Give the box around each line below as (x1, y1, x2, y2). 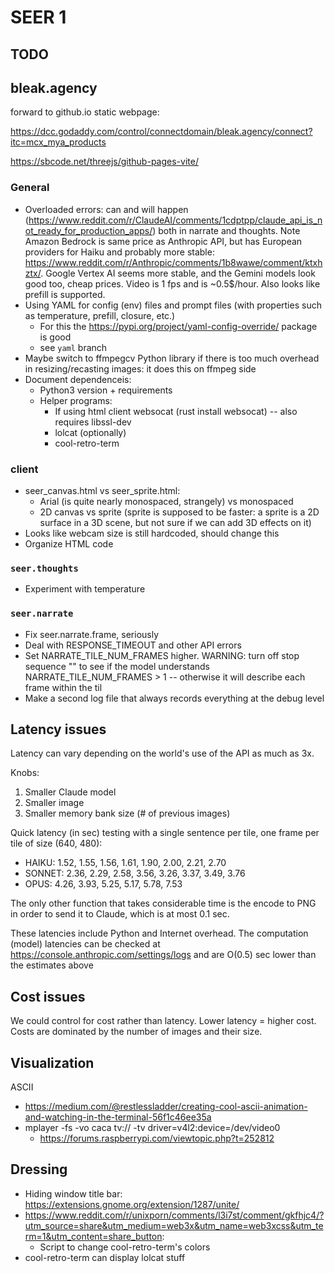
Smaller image (24, 797, 85, 809)
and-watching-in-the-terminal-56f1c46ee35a (24, 1111, 212, 1123)
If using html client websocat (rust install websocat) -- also (54, 405, 298, 417)
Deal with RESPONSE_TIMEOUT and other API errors (24, 639, 242, 651)
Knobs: (10, 767, 40, 779)
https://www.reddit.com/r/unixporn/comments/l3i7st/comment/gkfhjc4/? (24, 1209, 325, 1221)
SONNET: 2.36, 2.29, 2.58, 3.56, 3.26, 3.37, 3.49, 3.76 (24, 867, 246, 880)
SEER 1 (10, 6, 67, 29)
